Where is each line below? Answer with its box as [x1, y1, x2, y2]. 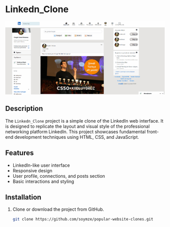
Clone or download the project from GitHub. [12, 206, 105, 212]
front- [146, 128, 159, 135]
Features [5, 148, 34, 158]
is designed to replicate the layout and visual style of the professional [5, 123, 150, 129]
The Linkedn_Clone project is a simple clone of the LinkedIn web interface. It [5, 118, 163, 124]
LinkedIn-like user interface [12, 162, 70, 168]
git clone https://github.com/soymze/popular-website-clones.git [12, 217, 153, 222]
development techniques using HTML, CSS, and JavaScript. [14, 134, 139, 140]
